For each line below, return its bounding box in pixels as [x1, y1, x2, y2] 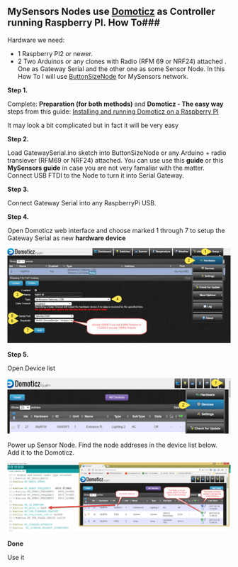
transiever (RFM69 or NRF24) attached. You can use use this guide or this [7, 156, 224, 164]
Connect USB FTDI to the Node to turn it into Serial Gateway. [7, 171, 184, 180]
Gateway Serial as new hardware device [7, 234, 126, 242]
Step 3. [7, 185, 30, 193]
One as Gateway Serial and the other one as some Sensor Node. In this [17, 64, 225, 73]
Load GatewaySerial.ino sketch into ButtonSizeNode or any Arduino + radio [7, 148, 227, 157]
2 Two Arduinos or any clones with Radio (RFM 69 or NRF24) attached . [17, 57, 227, 65]
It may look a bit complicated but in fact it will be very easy [7, 121, 179, 129]
